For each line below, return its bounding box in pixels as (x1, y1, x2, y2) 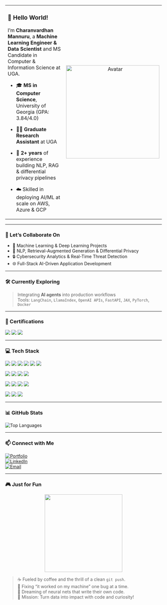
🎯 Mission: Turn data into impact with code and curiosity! (17, 594, 134, 600)
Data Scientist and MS (7, 45, 61, 52)
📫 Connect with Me (5, 440, 54, 447)
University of (16, 102, 46, 109)
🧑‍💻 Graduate (16, 126, 47, 133)
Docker (17, 302, 31, 307)
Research (16, 132, 39, 139)
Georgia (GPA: (16, 108, 50, 115)
